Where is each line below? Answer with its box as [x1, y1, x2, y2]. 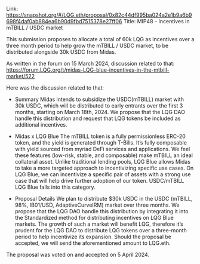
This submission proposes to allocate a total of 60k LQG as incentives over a [6, 36, 195, 42]
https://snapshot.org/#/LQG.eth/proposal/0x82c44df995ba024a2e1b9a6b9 [6, 11, 192, 19]
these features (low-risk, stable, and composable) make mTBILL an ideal [14, 152, 193, 159]
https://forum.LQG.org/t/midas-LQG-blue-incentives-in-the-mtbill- [6, 66, 170, 73]
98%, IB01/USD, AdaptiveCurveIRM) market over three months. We [14, 201, 180, 208]
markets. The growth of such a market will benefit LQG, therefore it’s [14, 220, 183, 228]
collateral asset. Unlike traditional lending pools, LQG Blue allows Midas [14, 158, 191, 165]
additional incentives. [14, 121, 67, 128]
